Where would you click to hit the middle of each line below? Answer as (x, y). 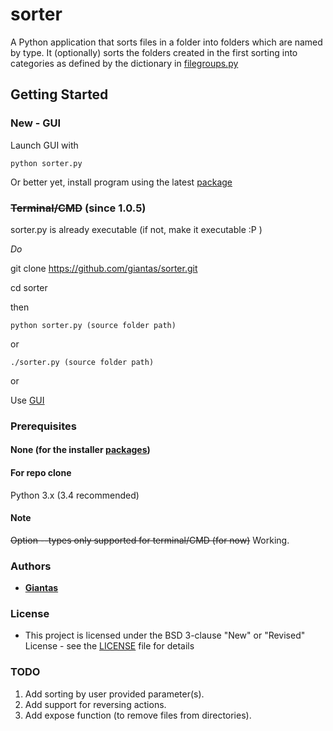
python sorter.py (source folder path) (93, 325)
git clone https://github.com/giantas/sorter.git (104, 268)
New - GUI (36, 123)
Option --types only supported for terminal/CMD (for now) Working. (150, 540)
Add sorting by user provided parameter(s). (114, 694)
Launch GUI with (44, 145)
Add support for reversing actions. (95, 704)
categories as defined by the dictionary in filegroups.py (124, 63)
